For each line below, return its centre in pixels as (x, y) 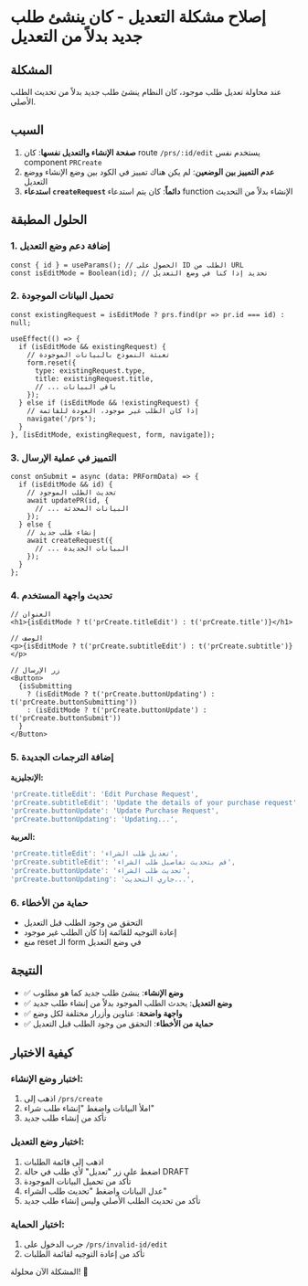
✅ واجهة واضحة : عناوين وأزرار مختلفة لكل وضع (103, 1013)
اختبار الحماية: (37, 1224)
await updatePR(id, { (68, 501)
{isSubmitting (45, 686)
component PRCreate (63, 162)
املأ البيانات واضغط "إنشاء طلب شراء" (89, 1109)
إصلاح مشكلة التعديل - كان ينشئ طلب (138, 17)
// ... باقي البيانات (76, 387)
